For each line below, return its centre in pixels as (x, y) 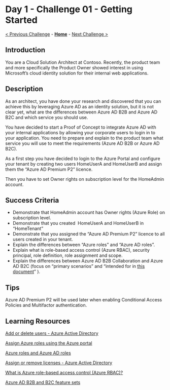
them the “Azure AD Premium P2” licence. (49, 169)
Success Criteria (32, 200)
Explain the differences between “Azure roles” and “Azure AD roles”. (84, 245)
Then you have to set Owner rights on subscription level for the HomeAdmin (85, 179)
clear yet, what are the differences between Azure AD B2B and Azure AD (81, 112)
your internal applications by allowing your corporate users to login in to (80, 132)
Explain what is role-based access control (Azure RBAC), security (81, 250)
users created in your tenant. (43, 240)
